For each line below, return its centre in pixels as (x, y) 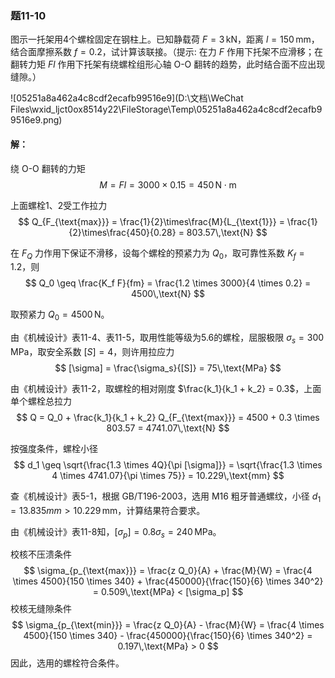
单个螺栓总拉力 (41, 401)
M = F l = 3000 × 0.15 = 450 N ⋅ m (168, 184)
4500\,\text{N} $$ (168, 294)
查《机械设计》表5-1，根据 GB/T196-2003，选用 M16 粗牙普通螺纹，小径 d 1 (166, 497)
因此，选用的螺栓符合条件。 (67, 663)
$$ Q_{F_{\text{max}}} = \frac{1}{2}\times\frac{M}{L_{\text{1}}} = (151, 221)
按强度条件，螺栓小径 (54, 448)
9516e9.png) (36, 120)
